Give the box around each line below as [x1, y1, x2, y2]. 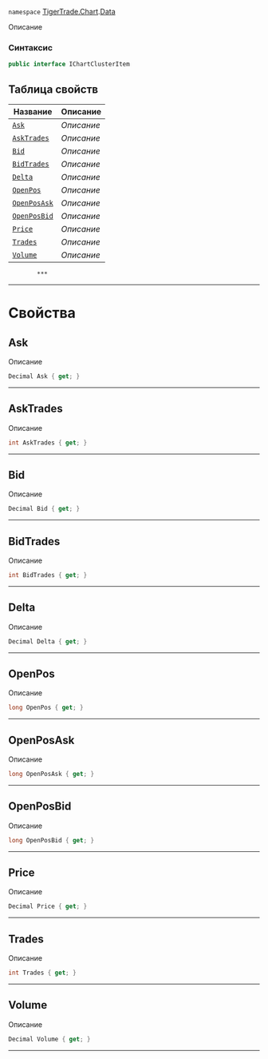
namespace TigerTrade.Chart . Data [8, 7, 116, 16]
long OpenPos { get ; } [8, 703, 84, 712]
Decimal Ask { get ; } [8, 372, 81, 380]
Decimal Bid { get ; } [8, 505, 81, 513]
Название [13, 106, 53, 117]
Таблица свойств [8, 82, 98, 96]
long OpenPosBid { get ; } [8, 836, 94, 844]
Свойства [8, 304, 76, 322]
